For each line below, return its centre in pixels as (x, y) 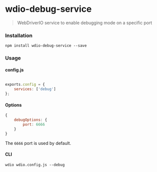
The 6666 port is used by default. (38, 143)
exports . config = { (25, 85)
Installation (19, 35)
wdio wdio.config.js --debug (35, 165)
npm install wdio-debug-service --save (46, 46)
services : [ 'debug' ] (35, 89)
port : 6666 (34, 124)
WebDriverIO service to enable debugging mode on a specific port (85, 23)
